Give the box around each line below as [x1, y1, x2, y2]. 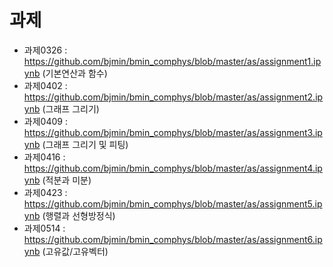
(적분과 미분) [42, 174, 92, 186]
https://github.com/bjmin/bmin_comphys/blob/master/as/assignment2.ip [23, 91, 324, 103]
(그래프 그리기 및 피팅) [42, 138, 129, 150]
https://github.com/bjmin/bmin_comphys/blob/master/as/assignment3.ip [23, 126, 323, 138]
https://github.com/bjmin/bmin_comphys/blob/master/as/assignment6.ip [23, 233, 323, 245]
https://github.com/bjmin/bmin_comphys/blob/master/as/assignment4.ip [23, 162, 323, 174]
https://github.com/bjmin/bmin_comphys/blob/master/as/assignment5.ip [23, 197, 323, 210]
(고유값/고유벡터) [42, 245, 109, 257]
